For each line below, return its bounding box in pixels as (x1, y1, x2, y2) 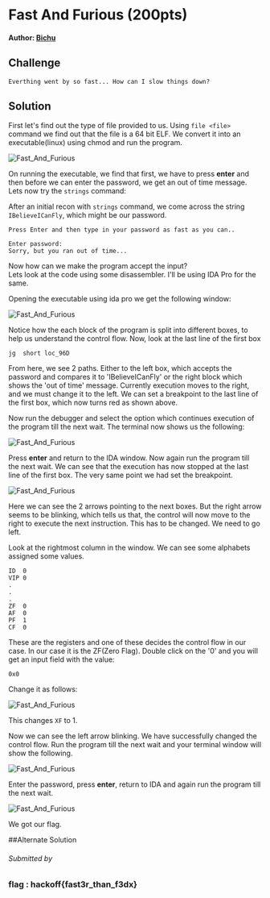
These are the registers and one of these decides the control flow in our (8, 638, 247, 647)
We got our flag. (8, 820, 62, 829)
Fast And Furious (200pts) (8, 6, 188, 24)
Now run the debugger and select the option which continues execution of (8, 414, 255, 423)
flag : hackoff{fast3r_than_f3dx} (8, 879, 138, 890)
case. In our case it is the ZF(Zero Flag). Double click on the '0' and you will (8, 646, 259, 656)
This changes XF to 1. (8, 716, 78, 725)
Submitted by (8, 854, 53, 863)
